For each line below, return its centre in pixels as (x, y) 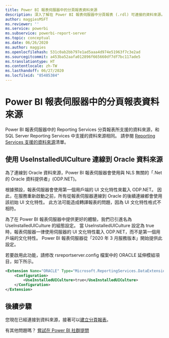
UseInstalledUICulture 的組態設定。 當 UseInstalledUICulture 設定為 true (80, 225)
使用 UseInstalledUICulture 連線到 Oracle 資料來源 (84, 159)
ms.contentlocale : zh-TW (31, 66)
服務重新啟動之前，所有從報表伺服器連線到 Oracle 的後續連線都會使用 (90, 196)
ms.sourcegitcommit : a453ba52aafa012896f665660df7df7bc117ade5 (73, 57)
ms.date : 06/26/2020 (27, 43)
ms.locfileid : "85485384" (32, 76)
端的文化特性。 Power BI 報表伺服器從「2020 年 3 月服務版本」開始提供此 (86, 238)
